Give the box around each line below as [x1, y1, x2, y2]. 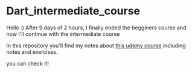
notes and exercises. [6, 48, 58, 55]
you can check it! [6, 60, 50, 67]
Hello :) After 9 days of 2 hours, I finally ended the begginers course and [6, 24, 187, 31]
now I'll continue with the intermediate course [6, 30, 120, 37]
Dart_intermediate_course [6, 4, 141, 18]
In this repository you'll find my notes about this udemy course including [6, 42, 186, 49]
